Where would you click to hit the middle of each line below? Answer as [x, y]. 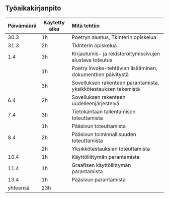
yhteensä [19, 187]
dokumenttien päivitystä [100, 74]
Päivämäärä [22, 26]
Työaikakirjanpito [33, 8]
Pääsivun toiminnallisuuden [104, 134]
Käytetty [54, 22]
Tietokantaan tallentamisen [104, 111]
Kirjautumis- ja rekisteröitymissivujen [116, 53]
